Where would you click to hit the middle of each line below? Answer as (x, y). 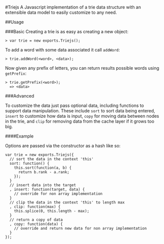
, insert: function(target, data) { (47, 190)
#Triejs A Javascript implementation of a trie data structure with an (73, 7)
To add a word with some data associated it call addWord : (62, 50)
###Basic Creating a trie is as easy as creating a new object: (67, 31)
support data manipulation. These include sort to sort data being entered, (80, 111)
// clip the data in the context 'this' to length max (67, 202)
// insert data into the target (43, 185)
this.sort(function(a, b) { (43, 168)
